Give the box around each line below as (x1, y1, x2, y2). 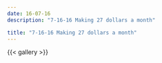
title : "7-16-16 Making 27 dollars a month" (7, 29, 137, 36)
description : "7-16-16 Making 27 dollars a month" (7, 17, 156, 24)
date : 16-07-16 (7, 10, 51, 17)
